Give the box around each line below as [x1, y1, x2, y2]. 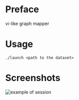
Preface [5, 4, 39, 15]
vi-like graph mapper [5, 20, 49, 27]
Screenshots [5, 72, 61, 84]
